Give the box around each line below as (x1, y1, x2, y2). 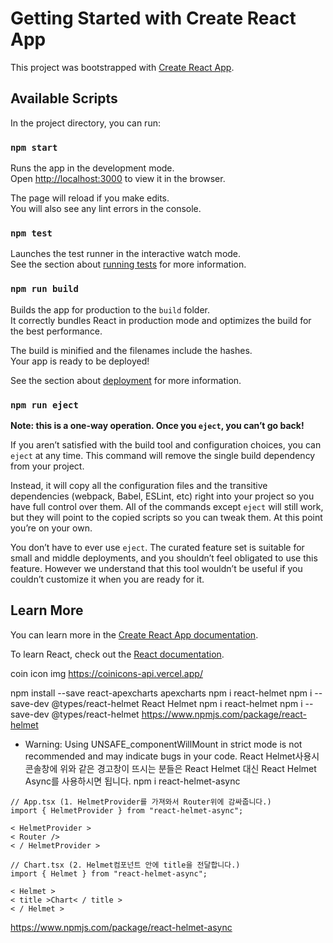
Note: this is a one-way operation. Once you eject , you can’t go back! (10, 419, 305, 431)
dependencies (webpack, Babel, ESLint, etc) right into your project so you (10, 490, 315, 502)
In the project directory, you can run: (10, 117, 161, 129)
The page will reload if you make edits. (10, 192, 170, 204)
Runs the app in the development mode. (10, 162, 175, 174)
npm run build (10, 283, 79, 295)
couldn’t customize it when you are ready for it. (10, 573, 205, 585)
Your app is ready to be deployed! (10, 355, 150, 367)
